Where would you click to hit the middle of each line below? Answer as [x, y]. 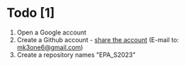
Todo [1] [31, 13]
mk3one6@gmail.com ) [50, 47]
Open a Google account [51, 32]
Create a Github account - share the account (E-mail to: [98, 39]
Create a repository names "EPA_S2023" [76, 55]
